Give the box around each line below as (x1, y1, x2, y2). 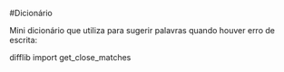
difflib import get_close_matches (9, 52, 132, 62)
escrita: (9, 35, 38, 45)
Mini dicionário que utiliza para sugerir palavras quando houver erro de (9, 25, 275, 35)
